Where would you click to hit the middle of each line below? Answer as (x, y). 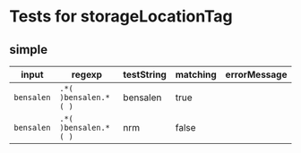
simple (29, 50)
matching (196, 75)
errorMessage (256, 75)
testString (145, 75)
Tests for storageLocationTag (121, 17)
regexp (87, 75)
